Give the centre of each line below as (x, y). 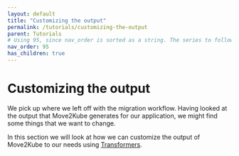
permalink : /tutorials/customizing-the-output (78, 27)
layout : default (31, 14)
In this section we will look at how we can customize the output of (104, 137)
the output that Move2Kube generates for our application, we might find (113, 116)
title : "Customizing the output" (57, 21)
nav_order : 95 (28, 47)
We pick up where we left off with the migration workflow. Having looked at (117, 108)
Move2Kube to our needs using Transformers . (75, 144)
